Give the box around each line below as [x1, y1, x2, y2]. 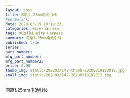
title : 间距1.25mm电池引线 [5, 12, 57, 17]
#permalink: [5, 17, 30, 22]
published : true [5, 40, 39, 45]
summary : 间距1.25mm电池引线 [5, 36, 62, 41]
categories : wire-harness [5, 26, 59, 31]
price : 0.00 [5, 63, 30, 68]
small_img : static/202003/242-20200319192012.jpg [5, 73, 112, 78]
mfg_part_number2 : [5, 59, 44, 64]
